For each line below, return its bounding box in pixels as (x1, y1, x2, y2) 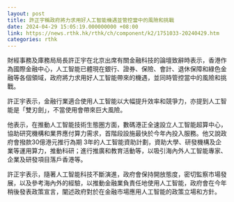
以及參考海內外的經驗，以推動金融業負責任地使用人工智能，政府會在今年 (19, 179, 227, 187)
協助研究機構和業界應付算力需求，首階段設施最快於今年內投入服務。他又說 (7, 130, 221, 138)
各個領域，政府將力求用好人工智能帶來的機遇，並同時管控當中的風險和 (19, 74, 221, 82)
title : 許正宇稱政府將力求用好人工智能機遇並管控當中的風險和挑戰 (7, 17, 175, 24)
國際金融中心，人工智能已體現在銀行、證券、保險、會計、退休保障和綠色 (13, 65, 221, 73)
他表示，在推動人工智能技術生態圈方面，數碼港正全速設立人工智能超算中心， (7, 121, 227, 129)
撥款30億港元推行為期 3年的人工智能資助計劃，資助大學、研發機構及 (19, 138, 216, 146)
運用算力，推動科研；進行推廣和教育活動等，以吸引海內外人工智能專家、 (19, 147, 227, 155)
